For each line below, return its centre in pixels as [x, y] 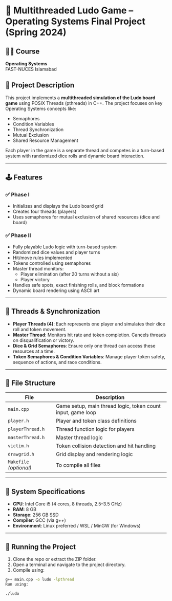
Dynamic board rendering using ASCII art [56, 290]
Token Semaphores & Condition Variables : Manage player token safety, [89, 356]
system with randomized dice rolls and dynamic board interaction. [75, 156]
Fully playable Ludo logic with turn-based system [64, 247]
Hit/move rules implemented [42, 258]
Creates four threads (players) [45, 211]
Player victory [35, 279]
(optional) [20, 468]
